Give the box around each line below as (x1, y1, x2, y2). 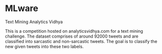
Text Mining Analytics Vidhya (5, 19, 63, 25)
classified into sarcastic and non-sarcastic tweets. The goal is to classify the (5, 38, 158, 44)
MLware (5, 3, 39, 14)
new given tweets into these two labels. (5, 43, 84, 49)
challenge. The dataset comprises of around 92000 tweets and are (5, 33, 139, 39)
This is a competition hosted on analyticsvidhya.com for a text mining (5, 28, 144, 34)
